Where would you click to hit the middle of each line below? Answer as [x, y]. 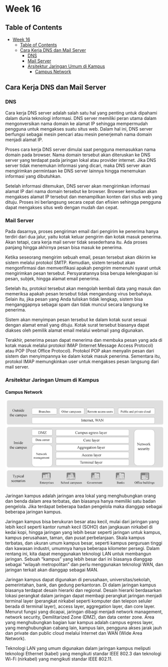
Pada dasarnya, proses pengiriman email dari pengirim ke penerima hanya [82, 231]
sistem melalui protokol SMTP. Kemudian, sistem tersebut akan [70, 262]
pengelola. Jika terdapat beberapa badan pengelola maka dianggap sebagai [84, 507]
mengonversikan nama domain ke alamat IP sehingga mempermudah [76, 124]
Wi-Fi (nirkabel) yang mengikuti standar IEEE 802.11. [59, 659]
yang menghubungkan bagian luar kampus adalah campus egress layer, [79, 623]
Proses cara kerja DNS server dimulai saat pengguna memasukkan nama [80, 149]
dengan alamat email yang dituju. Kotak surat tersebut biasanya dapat [77, 325]
